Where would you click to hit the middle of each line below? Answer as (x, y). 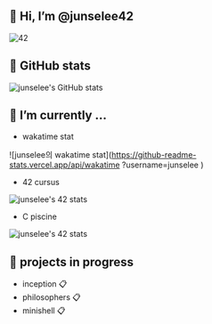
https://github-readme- (154, 155)
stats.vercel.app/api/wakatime (65, 165)
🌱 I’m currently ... (58, 115)
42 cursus (41, 182)
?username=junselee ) (163, 165)
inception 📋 (45, 284)
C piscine (40, 217)
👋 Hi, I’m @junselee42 (72, 16)
